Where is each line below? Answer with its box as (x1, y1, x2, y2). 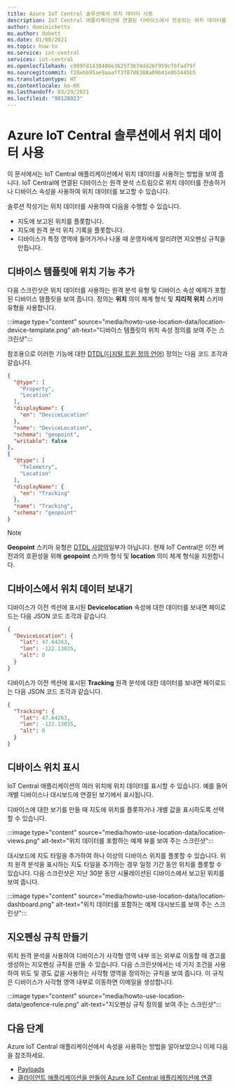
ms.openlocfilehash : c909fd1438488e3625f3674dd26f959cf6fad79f (7, 62, 196, 69)
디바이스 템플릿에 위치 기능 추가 (7, 266, 135, 278)
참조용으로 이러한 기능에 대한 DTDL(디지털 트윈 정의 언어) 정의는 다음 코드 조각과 (7, 349, 228, 358)
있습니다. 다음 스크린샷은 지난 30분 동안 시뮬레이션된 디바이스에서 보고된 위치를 (7, 868, 224, 877)
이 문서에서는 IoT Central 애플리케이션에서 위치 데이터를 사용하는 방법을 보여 (7, 169, 217, 178)
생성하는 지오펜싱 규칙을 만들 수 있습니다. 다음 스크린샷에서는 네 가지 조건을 (7, 960, 213, 969)
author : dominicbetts (7, 23, 71, 30)
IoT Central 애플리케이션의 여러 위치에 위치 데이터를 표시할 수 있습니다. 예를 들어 (7, 781, 228, 790)
